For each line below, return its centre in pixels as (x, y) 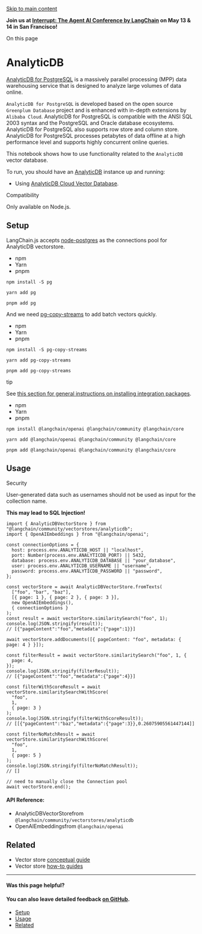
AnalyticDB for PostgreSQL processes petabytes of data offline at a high (96, 135)
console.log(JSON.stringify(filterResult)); (63, 671)
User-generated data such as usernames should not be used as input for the (101, 494)
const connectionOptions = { (43, 545)
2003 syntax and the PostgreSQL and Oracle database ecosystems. (90, 123)
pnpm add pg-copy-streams (38, 370)
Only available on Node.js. (38, 206)
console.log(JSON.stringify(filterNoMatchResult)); (72, 766)
